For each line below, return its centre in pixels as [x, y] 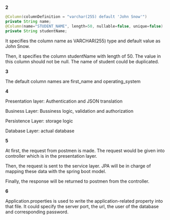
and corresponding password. [37, 212]
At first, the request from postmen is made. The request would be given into [85, 151]
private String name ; [28, 21]
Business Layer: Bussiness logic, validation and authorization [69, 111]
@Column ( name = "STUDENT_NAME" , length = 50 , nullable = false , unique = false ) [84, 26]
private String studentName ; [36, 31]
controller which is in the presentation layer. [51, 156]
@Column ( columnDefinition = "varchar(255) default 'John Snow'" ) [76, 17]
